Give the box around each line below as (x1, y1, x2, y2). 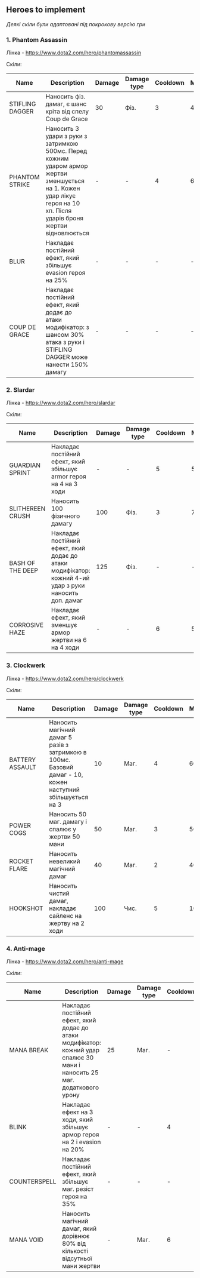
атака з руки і (45, 338, 85, 346)
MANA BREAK (9, 1046, 49, 1054)
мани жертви (62, 1262, 101, 1270)
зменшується (45, 177, 85, 185)
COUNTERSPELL (9, 1178, 57, 1185)
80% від (62, 1239, 86, 1248)
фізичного (51, 512, 80, 520)
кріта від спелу (45, 107, 89, 116)
